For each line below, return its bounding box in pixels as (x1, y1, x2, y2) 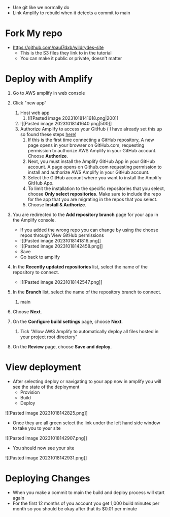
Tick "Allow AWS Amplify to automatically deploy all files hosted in (20, 328, 159, 334)
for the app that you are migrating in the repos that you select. (27, 196, 158, 202)
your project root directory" (20, 334, 78, 340)
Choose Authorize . (27, 153, 69, 159)
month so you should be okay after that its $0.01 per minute (12, 505, 138, 511)
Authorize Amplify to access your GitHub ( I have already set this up (20, 126, 162, 132)
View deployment (5, 362, 81, 373)
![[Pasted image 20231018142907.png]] (5, 435, 87, 441)
